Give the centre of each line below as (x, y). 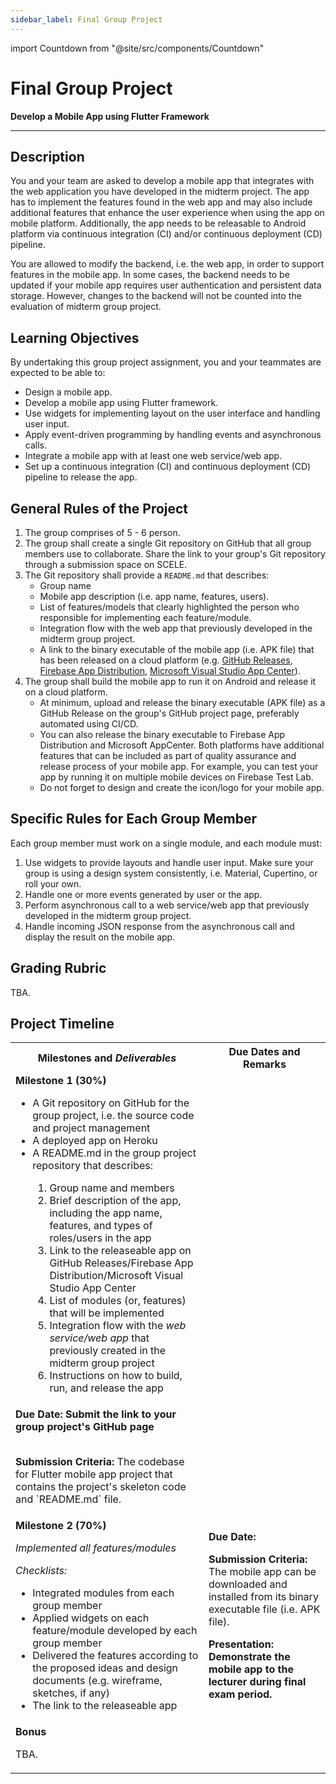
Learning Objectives (75, 337)
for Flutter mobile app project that (94, 1474)
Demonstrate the (249, 1657)
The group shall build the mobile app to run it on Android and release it (170, 681)
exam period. (240, 1694)
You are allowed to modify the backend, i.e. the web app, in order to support (167, 264)
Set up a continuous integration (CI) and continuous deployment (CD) (168, 467)
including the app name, (106, 1213)
